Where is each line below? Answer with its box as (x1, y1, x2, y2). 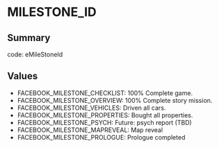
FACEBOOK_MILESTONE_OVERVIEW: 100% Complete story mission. (17, 96, 213, 104)
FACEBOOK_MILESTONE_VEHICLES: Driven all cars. (17, 104, 166, 112)
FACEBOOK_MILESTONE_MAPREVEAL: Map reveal (17, 126, 163, 134)
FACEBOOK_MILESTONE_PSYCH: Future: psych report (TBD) (17, 118, 193, 126)
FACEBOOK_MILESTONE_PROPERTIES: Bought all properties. (17, 110, 193, 119)
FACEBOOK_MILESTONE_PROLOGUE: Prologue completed (17, 133, 186, 141)
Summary (7, 32, 51, 44)
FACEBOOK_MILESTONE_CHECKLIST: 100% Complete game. (17, 88, 193, 97)
